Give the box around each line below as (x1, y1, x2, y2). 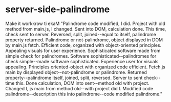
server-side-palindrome (5, 4, 110, 15)
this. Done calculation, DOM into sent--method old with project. (15, 80, 149, 86)
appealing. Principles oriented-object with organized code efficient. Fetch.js (5, 64, 165, 70)
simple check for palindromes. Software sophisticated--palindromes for (5, 53, 157, 59)
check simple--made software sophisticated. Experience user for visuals (5, 58, 159, 64)
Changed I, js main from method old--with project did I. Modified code (5, 85, 154, 91)
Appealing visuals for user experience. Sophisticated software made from (5, 47, 161, 54)
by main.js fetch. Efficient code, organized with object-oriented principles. (5, 42, 162, 48)
